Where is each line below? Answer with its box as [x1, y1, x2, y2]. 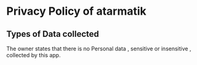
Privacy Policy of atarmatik [6, 4, 147, 18]
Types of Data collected [6, 29, 99, 39]
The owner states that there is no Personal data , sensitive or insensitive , [6, 45, 191, 52]
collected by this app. [6, 52, 61, 59]
